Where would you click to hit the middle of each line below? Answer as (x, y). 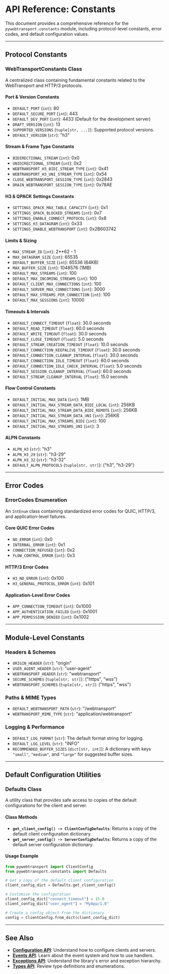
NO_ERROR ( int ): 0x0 (32, 539)
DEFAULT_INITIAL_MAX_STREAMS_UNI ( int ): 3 (56, 426)
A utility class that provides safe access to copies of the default (71, 800)
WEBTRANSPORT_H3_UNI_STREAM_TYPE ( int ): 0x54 (60, 174)
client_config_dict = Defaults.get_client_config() (60, 885)
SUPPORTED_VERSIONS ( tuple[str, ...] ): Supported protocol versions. (83, 129)
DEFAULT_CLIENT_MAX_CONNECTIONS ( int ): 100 (57, 284)
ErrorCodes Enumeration (36, 500)
